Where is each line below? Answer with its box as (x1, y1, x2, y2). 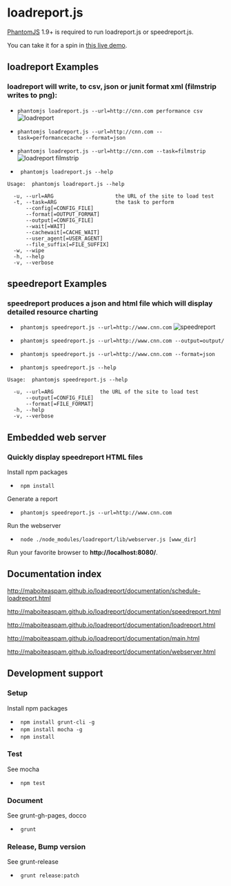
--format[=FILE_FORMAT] (25, 401, 94, 408)
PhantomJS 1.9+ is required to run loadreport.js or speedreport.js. (7, 28, 194, 36)
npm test (20, 780, 46, 786)
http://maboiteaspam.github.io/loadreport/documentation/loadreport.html (7, 621, 216, 629)
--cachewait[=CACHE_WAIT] (25, 229, 100, 236)
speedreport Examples (7, 278, 107, 290)
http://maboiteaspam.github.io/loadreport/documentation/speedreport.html (7, 607, 221, 616)
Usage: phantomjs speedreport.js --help (7, 377, 128, 384)
